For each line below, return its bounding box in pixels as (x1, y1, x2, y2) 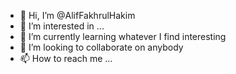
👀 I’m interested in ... (19, 20, 105, 32)
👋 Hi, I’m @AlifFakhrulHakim (19, 10, 136, 21)
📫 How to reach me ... (19, 53, 113, 64)
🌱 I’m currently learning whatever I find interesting (19, 31, 227, 42)
